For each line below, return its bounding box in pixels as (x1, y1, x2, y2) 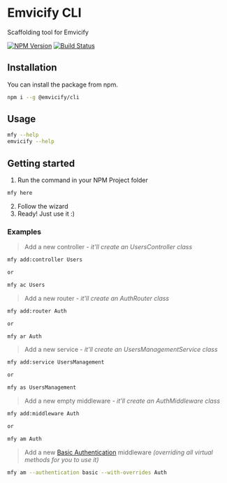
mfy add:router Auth (7, 307, 68, 315)
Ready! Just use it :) (17, 209, 75, 218)
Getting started (7, 157, 75, 169)
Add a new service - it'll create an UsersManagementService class (24, 345, 218, 354)
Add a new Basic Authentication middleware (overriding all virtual (24, 448, 213, 456)
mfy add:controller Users (7, 256, 82, 263)
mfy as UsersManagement (7, 384, 77, 392)
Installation (7, 61, 57, 74)
